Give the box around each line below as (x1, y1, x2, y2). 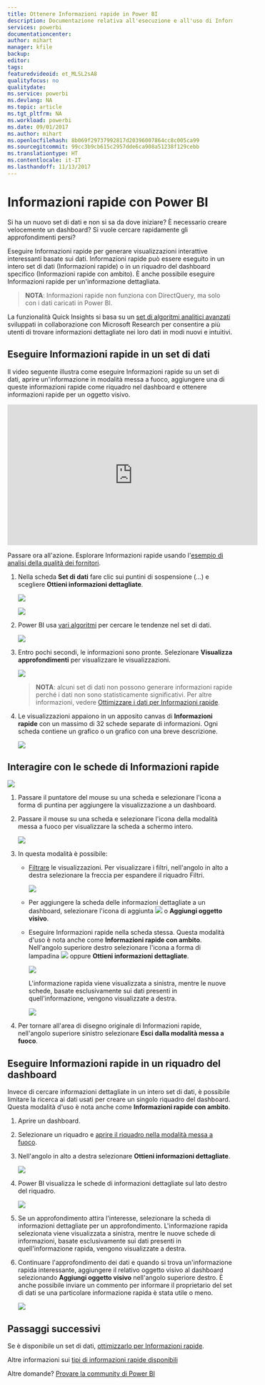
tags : (7, 64, 24, 71)
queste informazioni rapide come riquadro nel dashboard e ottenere (7, 382, 207, 391)
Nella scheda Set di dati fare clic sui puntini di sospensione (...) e (17, 572, 209, 581)
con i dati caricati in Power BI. (24, 298, 113, 307)
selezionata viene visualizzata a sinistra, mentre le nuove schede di (17, 1229, 216, 1238)
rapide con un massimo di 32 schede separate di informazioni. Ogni (17, 719, 218, 728)
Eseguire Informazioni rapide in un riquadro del (7, 1057, 221, 1069)
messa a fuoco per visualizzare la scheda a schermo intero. (17, 823, 194, 831)
